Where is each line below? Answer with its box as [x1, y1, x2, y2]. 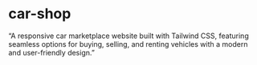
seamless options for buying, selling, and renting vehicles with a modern [8, 39, 248, 48]
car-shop [8, 5, 71, 23]
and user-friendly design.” [8, 48, 95, 57]
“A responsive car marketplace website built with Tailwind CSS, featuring [8, 31, 249, 40]
